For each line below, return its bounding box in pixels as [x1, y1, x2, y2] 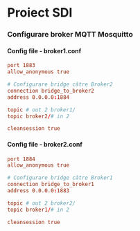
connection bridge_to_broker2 [7, 87, 95, 94]
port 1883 [7, 62, 36, 69]
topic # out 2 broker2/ [7, 199, 76, 207]
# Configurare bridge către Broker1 [7, 174, 113, 181]
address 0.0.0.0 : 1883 [7, 187, 70, 194]
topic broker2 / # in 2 [7, 113, 70, 120]
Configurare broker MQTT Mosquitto [7, 30, 133, 39]
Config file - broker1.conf [7, 46, 82, 55]
